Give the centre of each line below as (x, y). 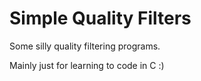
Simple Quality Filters (100, 18)
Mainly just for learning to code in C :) (87, 65)
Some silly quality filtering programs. (85, 46)
